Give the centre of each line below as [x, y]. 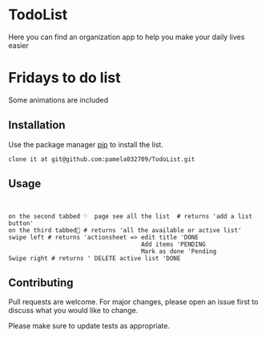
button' [21, 223]
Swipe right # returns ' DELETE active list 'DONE [95, 258]
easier [19, 45]
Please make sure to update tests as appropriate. [89, 326]
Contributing [41, 282]
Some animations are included [58, 100]
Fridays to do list [64, 78]
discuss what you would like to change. [73, 311]
